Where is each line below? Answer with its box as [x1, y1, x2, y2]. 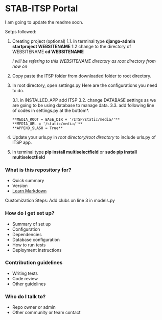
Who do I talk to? [5, 293, 46, 300]
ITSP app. [12, 139, 32, 145]
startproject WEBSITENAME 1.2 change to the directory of [12, 43, 131, 49]
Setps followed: [5, 28, 37, 34]
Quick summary [12, 178, 45, 184]
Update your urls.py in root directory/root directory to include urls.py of [12, 134, 156, 140]
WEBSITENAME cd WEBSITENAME [12, 49, 84, 54]
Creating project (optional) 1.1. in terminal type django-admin [12, 38, 136, 44]
